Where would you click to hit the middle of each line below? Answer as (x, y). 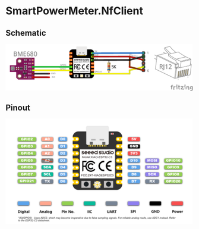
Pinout (18, 107)
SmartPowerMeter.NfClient (75, 11)
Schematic (26, 33)
